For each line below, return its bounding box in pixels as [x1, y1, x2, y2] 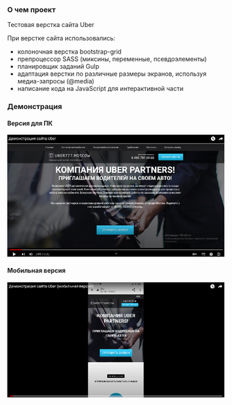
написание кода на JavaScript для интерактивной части [17, 85, 184, 93]
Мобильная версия [7, 266, 66, 275]
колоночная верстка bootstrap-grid [17, 47, 122, 56]
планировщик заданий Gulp [17, 63, 99, 71]
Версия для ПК [7, 119, 53, 127]
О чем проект [7, 5, 56, 15]
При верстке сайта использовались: [7, 34, 116, 42]
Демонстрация [7, 102, 63, 112]
